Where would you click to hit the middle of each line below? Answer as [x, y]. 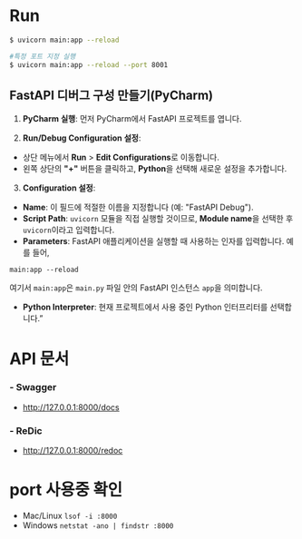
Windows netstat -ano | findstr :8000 [98, 525]
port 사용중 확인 [66, 490]
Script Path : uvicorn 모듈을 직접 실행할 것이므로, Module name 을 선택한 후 [158, 219]
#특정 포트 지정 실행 [43, 56]
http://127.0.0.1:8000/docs [71, 407]
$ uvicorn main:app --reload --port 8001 [89, 64]
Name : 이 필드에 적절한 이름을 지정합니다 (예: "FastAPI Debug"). [138, 207]
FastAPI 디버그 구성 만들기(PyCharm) [112, 95]
